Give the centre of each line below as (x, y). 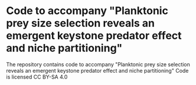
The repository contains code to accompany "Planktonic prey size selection (98, 64)
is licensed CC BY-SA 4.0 (37, 77)
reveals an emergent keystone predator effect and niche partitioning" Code (97, 70)
